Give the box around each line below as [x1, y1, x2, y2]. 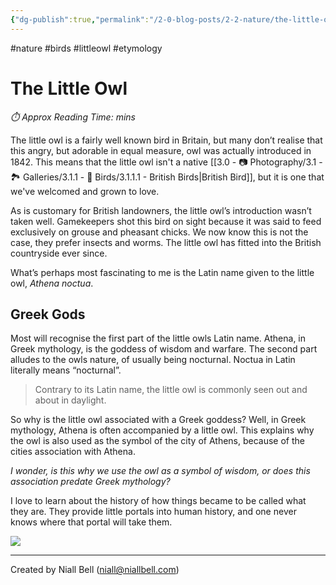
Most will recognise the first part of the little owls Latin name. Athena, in [10, 332, 307, 345]
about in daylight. [34, 394, 107, 406]
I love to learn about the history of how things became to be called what [10, 495, 307, 507]
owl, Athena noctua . [10, 277, 94, 289]
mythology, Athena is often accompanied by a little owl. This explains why [10, 424, 315, 436]
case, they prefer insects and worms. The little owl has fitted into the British [10, 236, 322, 248]
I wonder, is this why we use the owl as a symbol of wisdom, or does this [10, 465, 311, 477]
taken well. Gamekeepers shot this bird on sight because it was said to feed [10, 215, 322, 227]
